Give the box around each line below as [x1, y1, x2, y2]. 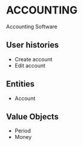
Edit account [14, 62, 46, 69]
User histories [6, 40, 59, 50]
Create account [14, 55, 53, 62]
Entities [6, 79, 35, 89]
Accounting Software [6, 23, 58, 30]
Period [14, 127, 31, 134]
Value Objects [6, 111, 59, 121]
